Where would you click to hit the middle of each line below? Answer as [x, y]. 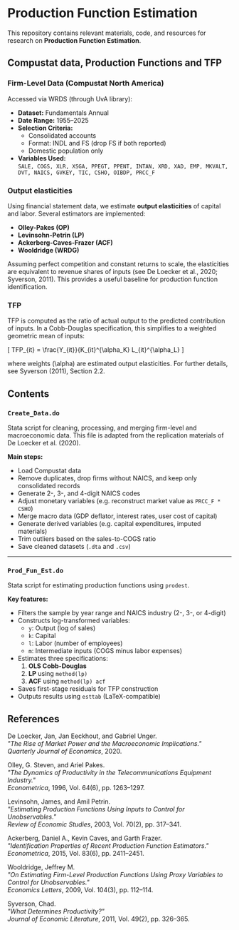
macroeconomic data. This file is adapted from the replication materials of [116, 435]
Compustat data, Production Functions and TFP [115, 63]
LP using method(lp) [58, 674]
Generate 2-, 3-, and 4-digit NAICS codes [79, 493]
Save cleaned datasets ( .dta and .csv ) [74, 546]
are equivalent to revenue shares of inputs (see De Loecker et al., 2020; [113, 271]
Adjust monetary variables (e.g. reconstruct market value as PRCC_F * [119, 500]
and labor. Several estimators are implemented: [76, 213]
